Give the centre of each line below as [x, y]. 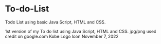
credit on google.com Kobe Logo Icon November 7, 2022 [62, 36]
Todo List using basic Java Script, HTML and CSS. [55, 22]
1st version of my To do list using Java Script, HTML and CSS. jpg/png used [81, 31]
